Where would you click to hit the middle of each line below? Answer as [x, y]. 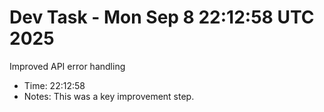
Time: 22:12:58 [54, 85]
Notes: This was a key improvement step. [109, 96]
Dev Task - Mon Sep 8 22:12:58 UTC [162, 17]
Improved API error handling [67, 66]
